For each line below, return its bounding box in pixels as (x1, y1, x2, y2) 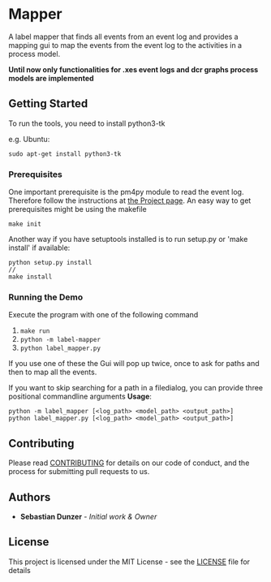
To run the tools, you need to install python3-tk (8, 119, 166, 128)
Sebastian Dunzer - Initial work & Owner (19, 511, 157, 521)
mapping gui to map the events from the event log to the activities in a (8, 40, 242, 50)
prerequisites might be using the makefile (8, 205, 148, 214)
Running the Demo (8, 291, 84, 303)
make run (19, 327, 50, 335)
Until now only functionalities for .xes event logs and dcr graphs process (8, 64, 259, 74)
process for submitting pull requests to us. (8, 467, 150, 476)
